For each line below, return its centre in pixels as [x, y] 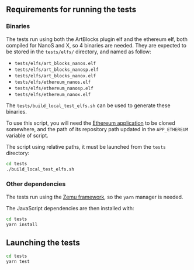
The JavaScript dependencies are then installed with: [70, 208]
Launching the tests [43, 242]
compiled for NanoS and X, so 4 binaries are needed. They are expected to [96, 45]
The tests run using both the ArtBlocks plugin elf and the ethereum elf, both [97, 39]
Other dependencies [36, 184]
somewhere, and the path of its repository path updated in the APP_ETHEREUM [97, 129]
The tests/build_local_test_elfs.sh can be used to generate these [88, 105]
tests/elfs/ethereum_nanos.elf [53, 82]
